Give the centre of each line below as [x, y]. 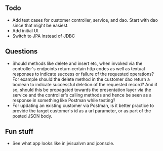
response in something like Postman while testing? [64, 100]
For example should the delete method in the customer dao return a [81, 79]
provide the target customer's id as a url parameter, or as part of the [81, 110]
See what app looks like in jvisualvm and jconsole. [63, 144]
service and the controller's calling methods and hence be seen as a [82, 95]
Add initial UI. [26, 30]
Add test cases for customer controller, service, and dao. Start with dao [85, 20]
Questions [21, 51]
